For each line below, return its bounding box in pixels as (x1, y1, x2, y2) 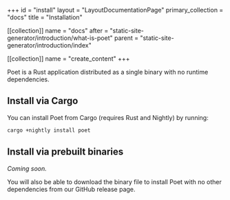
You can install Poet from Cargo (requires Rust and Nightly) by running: (7, 113, 209, 121)
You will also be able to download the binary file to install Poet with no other (7, 177, 222, 186)
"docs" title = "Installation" (7, 13, 83, 21)
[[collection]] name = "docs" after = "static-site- (7, 27, 145, 34)
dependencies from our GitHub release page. (7, 185, 136, 193)
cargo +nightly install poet (7, 127, 91, 134)
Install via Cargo (7, 95, 79, 107)
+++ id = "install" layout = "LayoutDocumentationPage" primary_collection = (7, 6, 224, 14)
